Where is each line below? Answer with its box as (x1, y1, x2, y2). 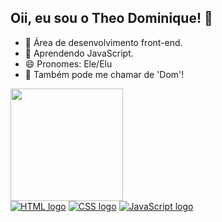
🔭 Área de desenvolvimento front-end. (24, 36, 183, 48)
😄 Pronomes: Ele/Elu (24, 57, 113, 70)
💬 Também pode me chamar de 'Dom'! (24, 68, 185, 80)
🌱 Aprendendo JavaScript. (24, 47, 134, 59)
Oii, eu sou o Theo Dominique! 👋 (10, 10, 213, 27)
